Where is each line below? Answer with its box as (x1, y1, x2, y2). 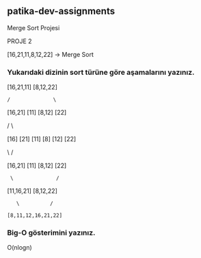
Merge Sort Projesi (7, 23, 60, 32)
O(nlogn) (7, 244, 32, 252)
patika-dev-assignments (7, 5, 115, 17)
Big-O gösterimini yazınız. (7, 228, 96, 237)
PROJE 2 (7, 37, 32, 45)
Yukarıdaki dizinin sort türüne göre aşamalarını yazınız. (7, 67, 195, 77)
